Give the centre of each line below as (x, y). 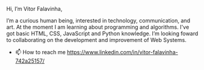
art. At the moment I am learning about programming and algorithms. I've (98, 27)
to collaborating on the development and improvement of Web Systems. (97, 40)
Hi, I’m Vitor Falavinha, (34, 9)
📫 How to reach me (40, 52)
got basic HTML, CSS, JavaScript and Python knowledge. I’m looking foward (102, 33)
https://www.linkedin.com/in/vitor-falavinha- (122, 52)
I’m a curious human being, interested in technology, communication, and (98, 20)
